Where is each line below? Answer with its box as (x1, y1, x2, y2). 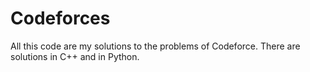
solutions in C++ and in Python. (10, 50, 140, 62)
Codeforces (10, 7, 111, 30)
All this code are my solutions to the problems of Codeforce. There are (10, 40, 301, 52)
